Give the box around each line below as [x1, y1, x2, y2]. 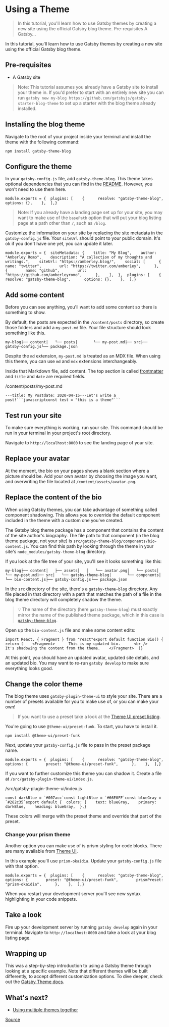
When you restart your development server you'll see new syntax [5, 890, 141, 897]
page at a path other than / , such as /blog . [17, 220, 107, 226]
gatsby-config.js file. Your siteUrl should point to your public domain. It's [5, 235, 160, 241]
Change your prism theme [5, 831, 71, 838]
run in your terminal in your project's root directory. [5, 430, 111, 436]
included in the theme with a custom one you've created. [5, 517, 124, 523]
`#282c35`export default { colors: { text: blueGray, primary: [5, 800, 157, 805]
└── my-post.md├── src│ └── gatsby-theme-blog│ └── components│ [5, 572, 161, 578]
